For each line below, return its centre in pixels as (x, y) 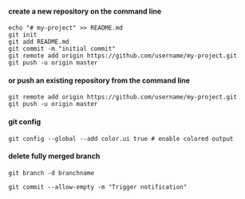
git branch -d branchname (51, 173)
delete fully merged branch (54, 156)
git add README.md (39, 42)
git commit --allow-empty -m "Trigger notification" (98, 187)
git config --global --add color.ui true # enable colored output (121, 139)
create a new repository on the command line (85, 11)
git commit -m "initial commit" (62, 49)
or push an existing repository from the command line (99, 80)
